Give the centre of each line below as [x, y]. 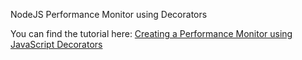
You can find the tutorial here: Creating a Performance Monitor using [151, 33]
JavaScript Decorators [56, 44]
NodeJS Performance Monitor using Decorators [109, 14]
